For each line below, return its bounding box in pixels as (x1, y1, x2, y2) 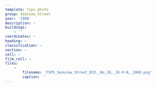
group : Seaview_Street (5, 12, 51, 16)
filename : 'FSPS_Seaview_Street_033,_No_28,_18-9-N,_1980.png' (22, 70, 152, 75)
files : (5, 61, 18, 66)
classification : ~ (5, 43, 42, 48)
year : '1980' (5, 16, 31, 21)
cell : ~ (5, 52, 21, 57)
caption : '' (22, 74, 47, 79)
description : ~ (5, 20, 36, 26)
